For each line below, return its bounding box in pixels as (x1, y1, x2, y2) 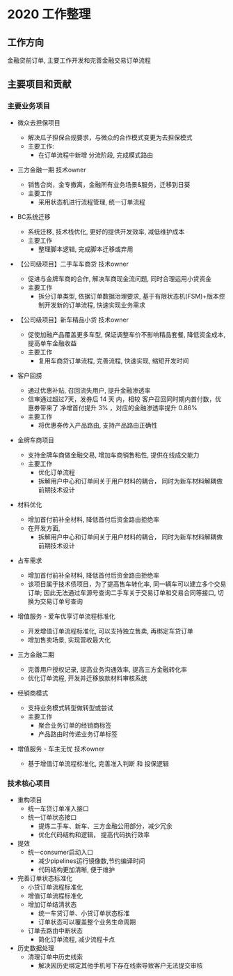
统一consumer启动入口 (27, 848, 94, 856)
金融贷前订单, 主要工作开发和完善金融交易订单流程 (7, 57, 151, 64)
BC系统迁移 (17, 212, 51, 220)
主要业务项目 (7, 101, 51, 111)
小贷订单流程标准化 (27, 883, 83, 891)
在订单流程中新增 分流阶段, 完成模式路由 (38, 151, 154, 159)
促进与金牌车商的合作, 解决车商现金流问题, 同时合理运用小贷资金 (27, 274, 212, 283)
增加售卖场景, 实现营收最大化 (27, 636, 111, 644)
